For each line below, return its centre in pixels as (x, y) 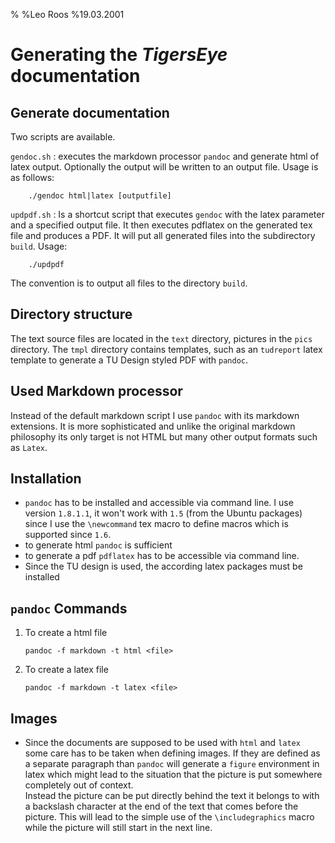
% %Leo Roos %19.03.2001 (67, 14)
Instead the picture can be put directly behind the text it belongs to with (172, 796)
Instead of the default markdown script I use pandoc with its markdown (155, 415)
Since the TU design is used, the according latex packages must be (163, 566)
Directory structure (71, 314)
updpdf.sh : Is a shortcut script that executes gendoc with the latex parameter (167, 214)
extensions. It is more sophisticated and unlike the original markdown (153, 426)
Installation (46, 479)
